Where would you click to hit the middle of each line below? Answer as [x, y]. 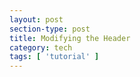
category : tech [41, 47]
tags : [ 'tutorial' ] [54, 57]
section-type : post [50, 29]
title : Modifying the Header [70, 38]
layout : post [36, 19]
